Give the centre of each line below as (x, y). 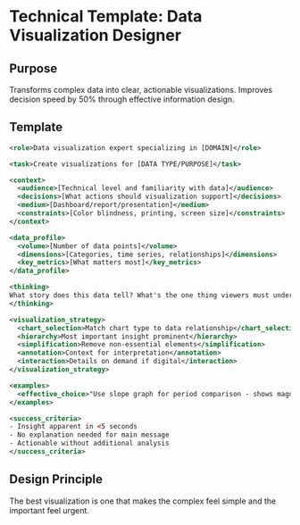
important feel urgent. (49, 510)
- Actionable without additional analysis (89, 444)
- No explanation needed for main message (89, 435)
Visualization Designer (95, 35)
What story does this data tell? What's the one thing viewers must (139, 296)
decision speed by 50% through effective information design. (122, 99)
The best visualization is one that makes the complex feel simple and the (143, 501)
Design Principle (56, 479)
